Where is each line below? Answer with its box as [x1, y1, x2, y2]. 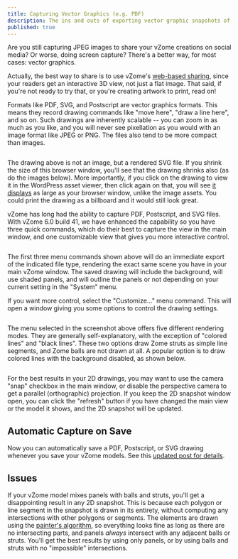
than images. [7, 139, 45, 147]
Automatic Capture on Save [7, 425, 132, 437]
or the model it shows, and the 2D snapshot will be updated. [7, 404, 183, 413]
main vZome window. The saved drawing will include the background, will [7, 268, 223, 276]
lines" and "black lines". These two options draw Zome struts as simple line [7, 339, 228, 348]
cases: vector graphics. [7, 58, 77, 67]
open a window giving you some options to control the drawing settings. [7, 304, 219, 313]
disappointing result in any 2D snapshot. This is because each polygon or [7, 499, 222, 506]
